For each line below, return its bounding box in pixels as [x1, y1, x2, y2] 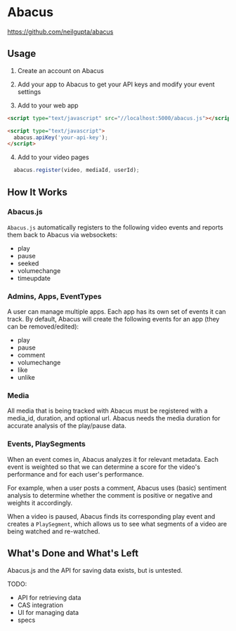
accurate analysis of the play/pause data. [7, 422, 126, 430]
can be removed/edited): [7, 322, 79, 331]
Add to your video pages [17, 153, 89, 161]
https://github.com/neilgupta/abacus [7, 27, 114, 36]
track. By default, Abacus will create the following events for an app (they [7, 315, 220, 324]
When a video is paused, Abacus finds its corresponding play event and [7, 512, 216, 520]
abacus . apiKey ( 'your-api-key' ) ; [13, 134, 109, 141]
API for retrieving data [17, 593, 81, 602]
